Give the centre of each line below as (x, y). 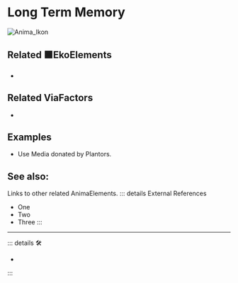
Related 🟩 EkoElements (59, 55)
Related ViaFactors (50, 98)
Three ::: (30, 222)
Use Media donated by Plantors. (64, 154)
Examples (29, 137)
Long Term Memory (66, 12)
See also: (28, 177)
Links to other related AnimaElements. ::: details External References (107, 194)
